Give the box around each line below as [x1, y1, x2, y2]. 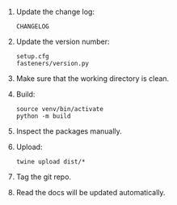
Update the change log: [15, 7, 95, 16]
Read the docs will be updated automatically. [15, 188, 166, 197]
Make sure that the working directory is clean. [15, 74, 170, 83]
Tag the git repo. [15, 172, 71, 182]
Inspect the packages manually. [15, 126, 123, 136]
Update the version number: [15, 36, 110, 46]
